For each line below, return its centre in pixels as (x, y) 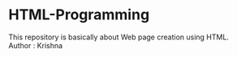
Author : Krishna (36, 45)
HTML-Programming (79, 15)
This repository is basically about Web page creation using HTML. (119, 37)
